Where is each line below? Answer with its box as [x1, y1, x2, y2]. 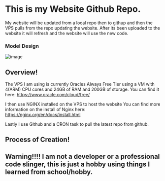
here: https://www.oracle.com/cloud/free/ [5, 92, 90, 98]
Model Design [5, 42, 39, 49]
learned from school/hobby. [5, 168, 93, 176]
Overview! [5, 68, 38, 76]
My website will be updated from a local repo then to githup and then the [5, 20, 153, 26]
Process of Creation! [5, 136, 70, 144]
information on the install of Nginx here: [5, 107, 86, 112]
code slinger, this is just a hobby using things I [5, 160, 150, 168]
